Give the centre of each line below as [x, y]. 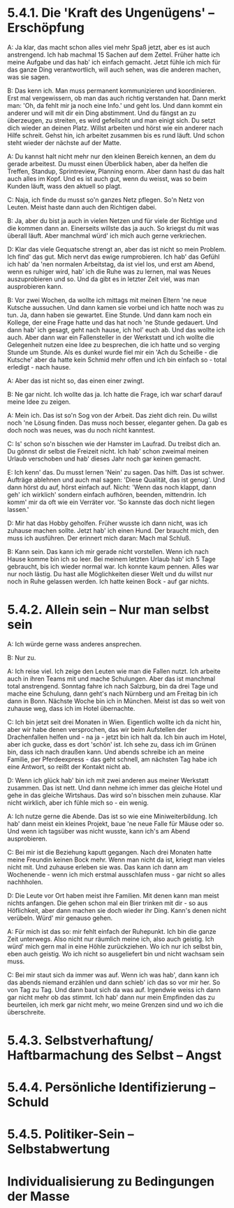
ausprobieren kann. [35, 286]
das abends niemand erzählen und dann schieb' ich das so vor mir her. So [114, 982]
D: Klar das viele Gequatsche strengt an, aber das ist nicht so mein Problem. [117, 249]
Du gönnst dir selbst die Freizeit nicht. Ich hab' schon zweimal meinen [108, 451]
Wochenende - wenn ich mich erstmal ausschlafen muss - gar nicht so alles [116, 874]
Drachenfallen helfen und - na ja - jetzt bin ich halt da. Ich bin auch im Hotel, [117, 737]
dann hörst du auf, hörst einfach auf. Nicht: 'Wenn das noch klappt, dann [112, 487]
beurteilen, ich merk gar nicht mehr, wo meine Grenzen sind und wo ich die [115, 1005]
